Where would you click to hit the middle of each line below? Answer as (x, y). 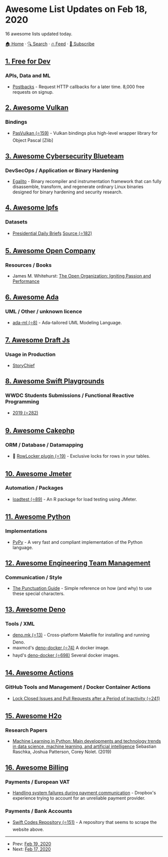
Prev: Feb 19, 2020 (32, 844)
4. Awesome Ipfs (32, 208)
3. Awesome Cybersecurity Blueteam (64, 156)
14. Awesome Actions (39, 673)
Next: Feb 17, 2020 (31, 849)
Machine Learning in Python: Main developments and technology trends (87, 741)
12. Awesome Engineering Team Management (78, 563)
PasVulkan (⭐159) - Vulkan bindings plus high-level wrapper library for (85, 133)
